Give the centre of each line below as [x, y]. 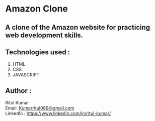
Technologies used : [38, 52]
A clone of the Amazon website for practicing [78, 27]
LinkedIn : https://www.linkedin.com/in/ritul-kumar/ [58, 113]
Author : [18, 91]
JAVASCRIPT [26, 75]
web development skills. [44, 35]
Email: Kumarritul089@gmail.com [40, 108]
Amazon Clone [37, 9]
